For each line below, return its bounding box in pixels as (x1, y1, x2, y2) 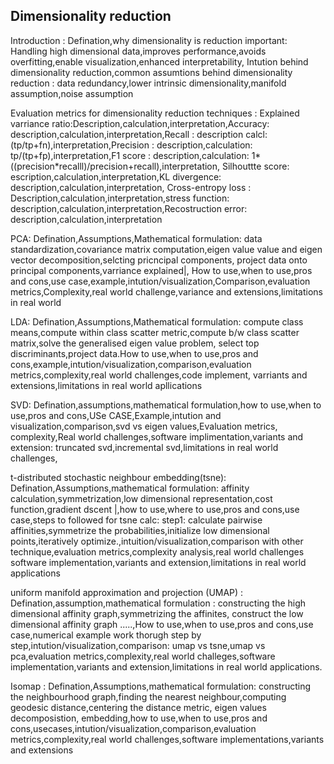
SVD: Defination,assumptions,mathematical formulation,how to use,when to (10, 399, 322, 411)
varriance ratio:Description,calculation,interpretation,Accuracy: (10, 117, 270, 129)
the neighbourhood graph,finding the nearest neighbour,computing (10, 690, 287, 703)
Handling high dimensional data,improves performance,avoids (10, 45, 267, 57)
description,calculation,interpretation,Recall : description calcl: (10, 128, 268, 140)
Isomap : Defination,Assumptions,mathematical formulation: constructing (10, 680, 312, 692)
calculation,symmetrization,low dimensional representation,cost (10, 492, 273, 504)
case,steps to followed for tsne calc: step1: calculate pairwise (10, 514, 263, 526)
